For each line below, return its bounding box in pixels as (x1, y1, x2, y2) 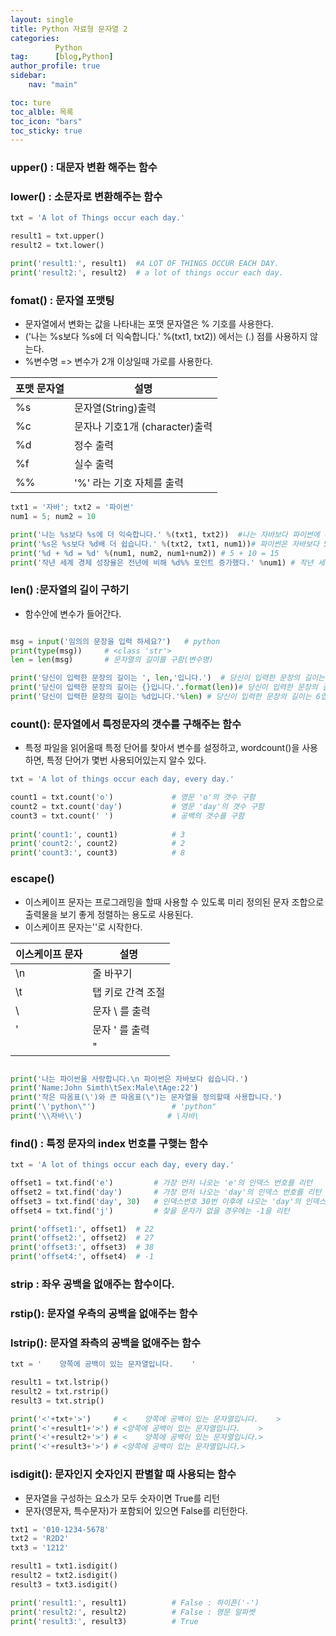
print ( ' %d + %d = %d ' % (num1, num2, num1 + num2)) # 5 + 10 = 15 (10, 548, 280, 558)
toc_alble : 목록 (10, 107, 74, 117)
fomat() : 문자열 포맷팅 (10, 293, 115, 307)
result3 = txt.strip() (10, 1396, 105, 1406)
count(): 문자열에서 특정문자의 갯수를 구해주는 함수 (10, 717, 242, 731)
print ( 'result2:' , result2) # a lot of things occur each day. (10, 267, 284, 278)
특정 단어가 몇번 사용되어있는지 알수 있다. (46, 754, 207, 766)
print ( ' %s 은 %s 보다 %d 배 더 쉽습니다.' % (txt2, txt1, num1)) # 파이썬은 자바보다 (10, 539, 320, 549)
